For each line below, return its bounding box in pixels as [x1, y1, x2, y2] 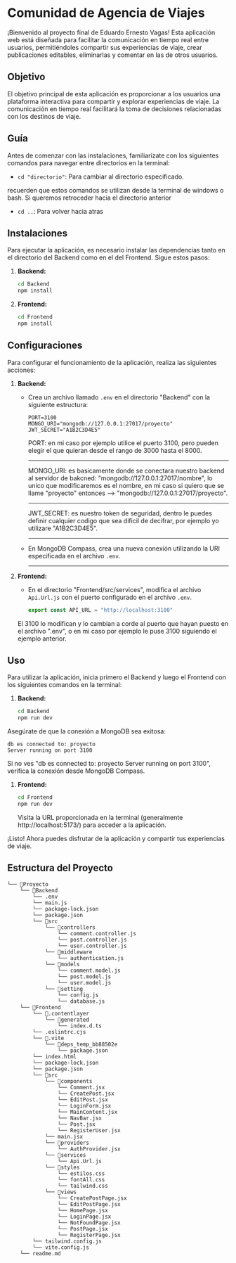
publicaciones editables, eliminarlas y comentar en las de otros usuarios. [7, 51, 218, 59]
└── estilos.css [57, 1169, 105, 1177]
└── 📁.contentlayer [32, 1010, 90, 1017]
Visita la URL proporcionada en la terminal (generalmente [17, 813, 183, 821]
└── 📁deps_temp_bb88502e [44, 1041, 118, 1048]
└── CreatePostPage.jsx [57, 1194, 128, 1202]
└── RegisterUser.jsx [57, 1127, 121, 1134]
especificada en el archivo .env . [27, 551, 121, 560]
